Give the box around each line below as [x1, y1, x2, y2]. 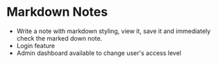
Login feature [16, 41, 56, 50]
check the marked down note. [16, 34, 103, 42]
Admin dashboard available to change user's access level [16, 49, 182, 57]
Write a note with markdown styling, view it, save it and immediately [16, 27, 211, 35]
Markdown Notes [6, 4, 108, 20]
